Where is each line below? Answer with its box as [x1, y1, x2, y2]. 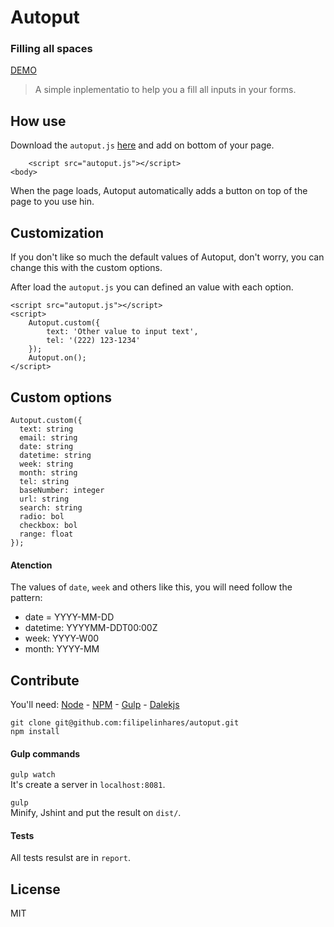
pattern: [10, 592, 43, 604]
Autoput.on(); [28, 353, 87, 363]
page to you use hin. [10, 196, 95, 208]
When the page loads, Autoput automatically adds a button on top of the [10, 185, 308, 197]
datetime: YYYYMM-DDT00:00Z [24, 622, 158, 634]
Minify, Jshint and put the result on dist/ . [10, 807, 182, 819]
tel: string [19, 476, 70, 486]
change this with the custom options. [10, 262, 163, 274]
